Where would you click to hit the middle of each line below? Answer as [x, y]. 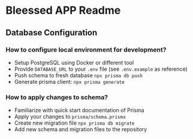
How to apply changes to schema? [57, 97]
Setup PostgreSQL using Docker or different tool [74, 62]
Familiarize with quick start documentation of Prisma [79, 110]
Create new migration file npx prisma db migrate [74, 123]
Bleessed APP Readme [63, 10]
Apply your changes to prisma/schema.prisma [70, 117]
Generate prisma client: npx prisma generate [70, 81]
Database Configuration [52, 33]
